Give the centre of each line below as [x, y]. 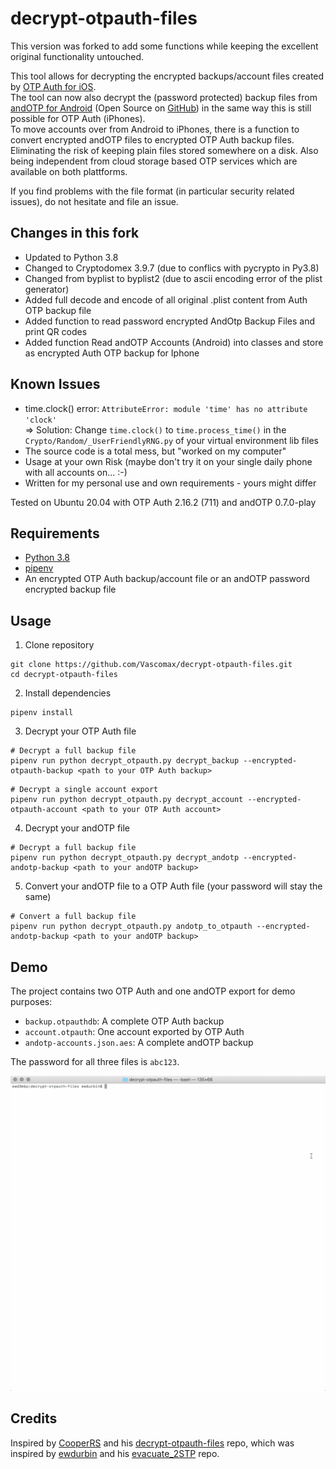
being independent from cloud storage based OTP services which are [154, 161]
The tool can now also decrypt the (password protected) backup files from [164, 97]
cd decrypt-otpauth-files [64, 675]
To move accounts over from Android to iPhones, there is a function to [155, 129]
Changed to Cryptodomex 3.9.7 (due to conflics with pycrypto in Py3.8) [172, 268]
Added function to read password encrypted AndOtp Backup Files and [170, 321]
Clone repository [59, 645]
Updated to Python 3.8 [71, 257]
